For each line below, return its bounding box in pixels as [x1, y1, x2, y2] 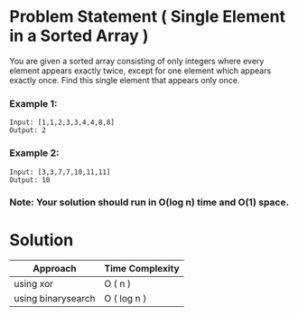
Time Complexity [104, 263, 180, 275]
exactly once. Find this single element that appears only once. [9, 74, 240, 85]
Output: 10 [9, 175, 51, 185]
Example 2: [9, 147, 60, 159]
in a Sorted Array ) [9, 25, 149, 46]
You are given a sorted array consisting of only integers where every [9, 55, 265, 66]
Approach [33, 263, 77, 275]
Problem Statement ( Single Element [9, 6, 286, 27]
